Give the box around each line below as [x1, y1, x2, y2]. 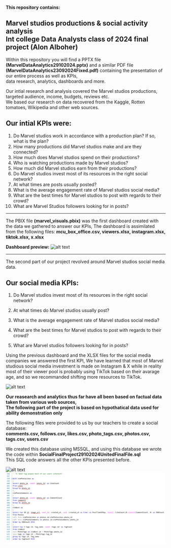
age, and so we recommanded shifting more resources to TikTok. [6, 374, 142, 380]
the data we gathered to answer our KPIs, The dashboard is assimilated [6, 223, 155, 229]
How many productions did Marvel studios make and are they [13, 143, 142, 149]
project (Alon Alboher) [6, 43, 78, 51]
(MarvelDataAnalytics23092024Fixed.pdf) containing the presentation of [6, 67, 163, 73]
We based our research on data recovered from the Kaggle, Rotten [6, 99, 145, 105]
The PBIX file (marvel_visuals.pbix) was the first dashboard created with [6, 218, 159, 224]
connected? [13, 149, 39, 155]
